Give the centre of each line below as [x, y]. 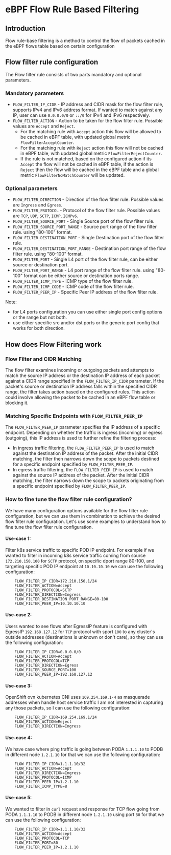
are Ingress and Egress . [38, 205]
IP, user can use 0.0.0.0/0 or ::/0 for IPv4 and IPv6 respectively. [81, 115]
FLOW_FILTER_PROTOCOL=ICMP [43, 777]
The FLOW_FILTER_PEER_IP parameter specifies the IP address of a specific [83, 427]
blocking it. [17, 403]
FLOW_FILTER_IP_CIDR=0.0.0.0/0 [48, 652]
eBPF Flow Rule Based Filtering [72, 9]
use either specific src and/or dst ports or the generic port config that [86, 323]
